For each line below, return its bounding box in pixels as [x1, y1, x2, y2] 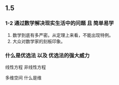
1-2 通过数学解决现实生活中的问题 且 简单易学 [5, 20, 114, 27]
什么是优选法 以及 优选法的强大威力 [5, 52, 90, 59]
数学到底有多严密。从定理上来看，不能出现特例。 [12, 32, 113, 38]
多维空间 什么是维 [5, 75, 41, 81]
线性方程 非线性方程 [5, 64, 46, 70]
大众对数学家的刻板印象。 [12, 38, 65, 44]
